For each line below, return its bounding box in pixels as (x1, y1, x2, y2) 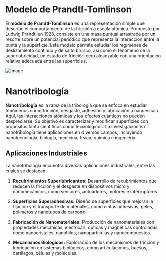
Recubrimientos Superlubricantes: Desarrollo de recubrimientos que (12, 178, 157, 184)
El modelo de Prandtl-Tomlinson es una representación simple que (5, 20, 145, 26)
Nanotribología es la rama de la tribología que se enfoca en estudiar (5, 102, 147, 108)
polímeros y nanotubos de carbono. (12, 209, 87, 215)
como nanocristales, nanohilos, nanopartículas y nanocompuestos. (12, 229, 152, 236)
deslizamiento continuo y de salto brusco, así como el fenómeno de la (5, 47, 150, 53)
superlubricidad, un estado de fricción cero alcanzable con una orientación (5, 52, 161, 59)
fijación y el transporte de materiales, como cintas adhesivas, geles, (12, 203, 154, 209)
